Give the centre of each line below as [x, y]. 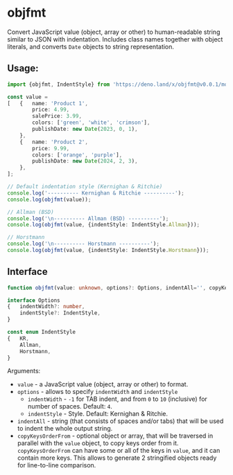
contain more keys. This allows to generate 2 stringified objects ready [117, 458]
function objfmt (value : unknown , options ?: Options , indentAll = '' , [107, 288]
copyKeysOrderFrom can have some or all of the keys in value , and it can [119, 451]
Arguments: [24, 371]
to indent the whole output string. [65, 429]
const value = [28, 97]
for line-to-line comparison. [57, 465]
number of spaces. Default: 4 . [70, 406]
